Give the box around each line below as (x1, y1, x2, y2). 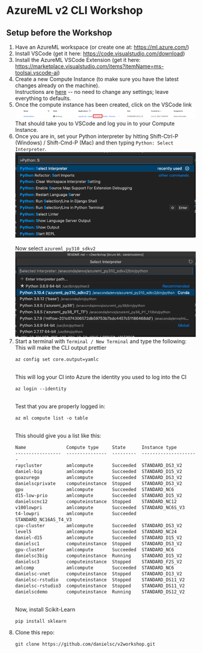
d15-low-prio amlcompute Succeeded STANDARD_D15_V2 (14, 492, 182, 498)
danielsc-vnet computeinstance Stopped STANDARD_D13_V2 (14, 571, 182, 577)
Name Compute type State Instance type (14, 444, 177, 450)
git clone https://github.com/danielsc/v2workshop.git (14, 641, 156, 647)
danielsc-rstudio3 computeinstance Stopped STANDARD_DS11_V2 (14, 583, 185, 589)
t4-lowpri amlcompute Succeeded (14, 510, 136, 516)
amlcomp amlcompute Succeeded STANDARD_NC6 (14, 565, 174, 571)
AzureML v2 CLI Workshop (6, 4, 143, 17)
